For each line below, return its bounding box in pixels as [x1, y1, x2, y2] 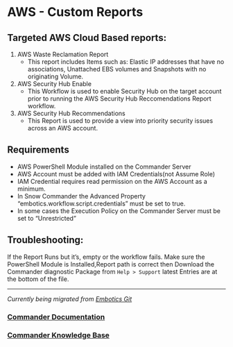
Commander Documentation [7, 312, 105, 321]
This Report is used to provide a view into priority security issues [27, 117, 214, 125]
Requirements [7, 144, 69, 156]
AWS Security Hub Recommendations [17, 109, 126, 117]
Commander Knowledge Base [7, 330, 110, 340]
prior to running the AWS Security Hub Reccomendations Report [27, 94, 212, 103]
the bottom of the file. [7, 275, 69, 283]
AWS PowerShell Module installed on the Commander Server [17, 162, 192, 171]
